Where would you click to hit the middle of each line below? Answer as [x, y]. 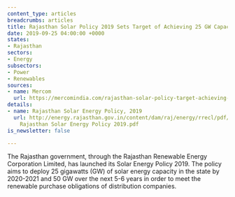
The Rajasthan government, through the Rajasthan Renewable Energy [107, 156]
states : [19, 40]
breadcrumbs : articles [40, 20]
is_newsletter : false [39, 131]
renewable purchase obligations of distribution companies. [92, 187]
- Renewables [26, 79]
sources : [20, 85]
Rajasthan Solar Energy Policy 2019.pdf [79, 124]
